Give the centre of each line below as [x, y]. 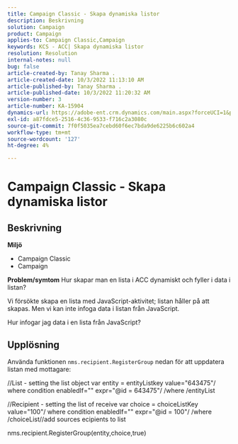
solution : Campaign [36, 27]
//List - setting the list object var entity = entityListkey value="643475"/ [112, 382]
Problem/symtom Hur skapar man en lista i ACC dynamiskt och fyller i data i [119, 280]
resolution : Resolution [42, 54]
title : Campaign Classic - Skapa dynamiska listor [84, 14]
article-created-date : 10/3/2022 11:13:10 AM [75, 80]
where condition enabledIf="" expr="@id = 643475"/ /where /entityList [111, 390]
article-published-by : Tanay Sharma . [64, 86]
